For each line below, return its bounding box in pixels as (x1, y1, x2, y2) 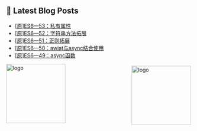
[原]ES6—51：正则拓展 (14, 37, 70, 44)
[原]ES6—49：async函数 (14, 51, 76, 59)
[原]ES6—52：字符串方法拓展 (14, 30, 87, 37)
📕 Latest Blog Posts (6, 6, 79, 16)
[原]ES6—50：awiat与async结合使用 (14, 44, 104, 51)
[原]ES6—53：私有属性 (14, 22, 72, 30)
